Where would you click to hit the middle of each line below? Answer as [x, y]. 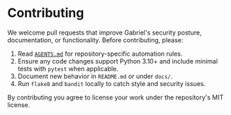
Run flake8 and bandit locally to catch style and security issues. [112, 83]
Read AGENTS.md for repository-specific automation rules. [100, 54]
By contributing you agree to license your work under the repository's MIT [115, 97]
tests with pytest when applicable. [68, 68]
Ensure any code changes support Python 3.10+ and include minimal [118, 61]
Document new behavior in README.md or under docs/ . [95, 76]
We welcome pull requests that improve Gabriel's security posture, [105, 32]
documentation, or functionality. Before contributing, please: [95, 40]
